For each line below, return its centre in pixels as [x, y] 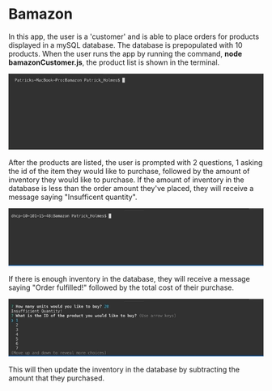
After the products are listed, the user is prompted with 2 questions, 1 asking [136, 162]
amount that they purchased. [57, 378]
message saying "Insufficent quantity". [73, 197]
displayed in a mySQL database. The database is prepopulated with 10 [125, 45]
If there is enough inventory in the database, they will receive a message [130, 279]
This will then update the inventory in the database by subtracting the [124, 370]
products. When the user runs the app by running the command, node [125, 53]
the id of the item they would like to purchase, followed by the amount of [129, 171]
